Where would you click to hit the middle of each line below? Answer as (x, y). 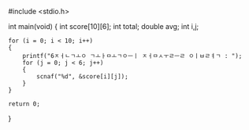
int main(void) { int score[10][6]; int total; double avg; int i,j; (104, 26)
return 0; (24, 104)
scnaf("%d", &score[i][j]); (82, 77)
